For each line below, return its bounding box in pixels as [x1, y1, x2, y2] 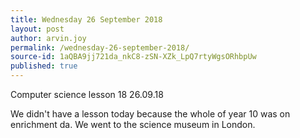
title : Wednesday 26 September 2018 [10, 14, 163, 25]
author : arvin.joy [10, 33, 87, 43]
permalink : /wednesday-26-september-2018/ [10, 42, 190, 53]
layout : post [10, 24, 65, 34]
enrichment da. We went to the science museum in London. [10, 119, 256, 130]
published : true [10, 61, 78, 71]
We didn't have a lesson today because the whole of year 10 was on [10, 108, 291, 120]
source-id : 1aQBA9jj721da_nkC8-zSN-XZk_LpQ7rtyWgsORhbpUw [10, 52, 257, 62]
